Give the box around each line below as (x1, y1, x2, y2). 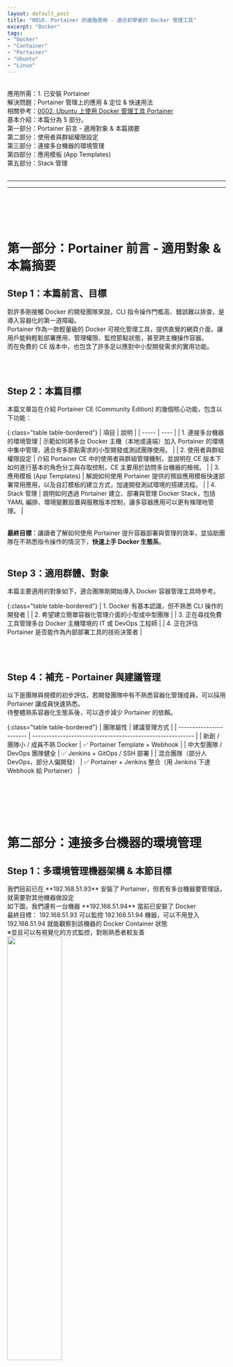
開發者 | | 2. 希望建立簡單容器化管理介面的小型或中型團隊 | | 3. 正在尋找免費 (7, 610, 223, 619)
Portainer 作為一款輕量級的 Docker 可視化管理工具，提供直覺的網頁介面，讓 (7, 325, 223, 333)
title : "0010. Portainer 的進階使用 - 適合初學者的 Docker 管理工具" (7, 17, 197, 24)
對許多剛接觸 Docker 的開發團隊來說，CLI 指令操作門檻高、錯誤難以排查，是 (7, 307, 225, 316)
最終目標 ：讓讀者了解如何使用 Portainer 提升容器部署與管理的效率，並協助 (7, 529, 220, 537)
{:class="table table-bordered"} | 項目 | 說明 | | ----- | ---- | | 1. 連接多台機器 (7, 428, 224, 437)
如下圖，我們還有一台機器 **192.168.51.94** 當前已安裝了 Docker (7, 902, 196, 911)
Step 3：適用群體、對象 (7, 567, 109, 579)
